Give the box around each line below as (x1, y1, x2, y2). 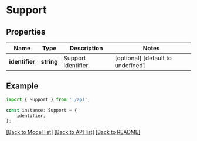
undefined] (114, 61, 145, 69)
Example (6, 81, 39, 91)
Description (69, 44, 103, 52)
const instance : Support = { (6, 107, 77, 113)
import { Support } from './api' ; (6, 97, 91, 102)
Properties (6, 27, 46, 37)
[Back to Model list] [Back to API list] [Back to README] (6, 129, 141, 136)
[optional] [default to (114, 54, 172, 62)
